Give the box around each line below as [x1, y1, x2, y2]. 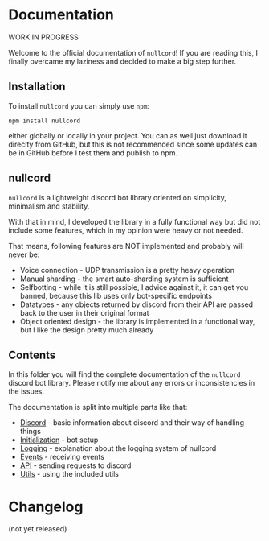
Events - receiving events [19, 452, 104, 462]
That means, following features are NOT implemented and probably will [8, 241, 244, 250]
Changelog [8, 498, 84, 516]
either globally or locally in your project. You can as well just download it [8, 130, 247, 140]
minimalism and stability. [8, 201, 90, 211]
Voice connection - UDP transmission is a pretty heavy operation [19, 265, 235, 275]
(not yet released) [8, 524, 67, 534]
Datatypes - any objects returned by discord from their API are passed [19, 299, 254, 309]
